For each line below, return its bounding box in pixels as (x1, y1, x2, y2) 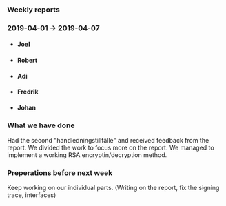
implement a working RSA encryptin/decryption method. (7, 151, 167, 159)
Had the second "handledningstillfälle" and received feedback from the (7, 136, 209, 145)
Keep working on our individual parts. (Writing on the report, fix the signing (7, 184, 220, 192)
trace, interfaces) (7, 191, 56, 199)
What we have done (7, 121, 75, 130)
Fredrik (17, 87, 39, 96)
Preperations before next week (7, 168, 113, 178)
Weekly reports (7, 5, 60, 14)
